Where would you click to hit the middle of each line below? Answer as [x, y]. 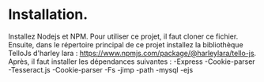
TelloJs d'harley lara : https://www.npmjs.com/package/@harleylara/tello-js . [132, 53]
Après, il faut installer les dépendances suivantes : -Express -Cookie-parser [132, 61]
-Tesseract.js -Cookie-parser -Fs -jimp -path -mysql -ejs [101, 69]
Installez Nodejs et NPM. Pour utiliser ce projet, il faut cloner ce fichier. [123, 36]
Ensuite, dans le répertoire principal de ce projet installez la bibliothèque [126, 44]
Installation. [48, 15]
